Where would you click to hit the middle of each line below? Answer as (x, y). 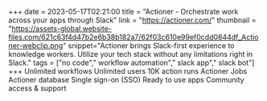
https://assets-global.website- (62, 28)
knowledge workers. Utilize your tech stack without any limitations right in (131, 54)
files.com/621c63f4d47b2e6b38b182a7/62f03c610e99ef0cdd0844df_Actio (133, 37)
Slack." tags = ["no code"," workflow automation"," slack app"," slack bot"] (131, 63)
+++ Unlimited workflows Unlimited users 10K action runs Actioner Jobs (128, 71)
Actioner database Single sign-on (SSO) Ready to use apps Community (126, 80)
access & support (37, 88)
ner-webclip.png (36, 46)
